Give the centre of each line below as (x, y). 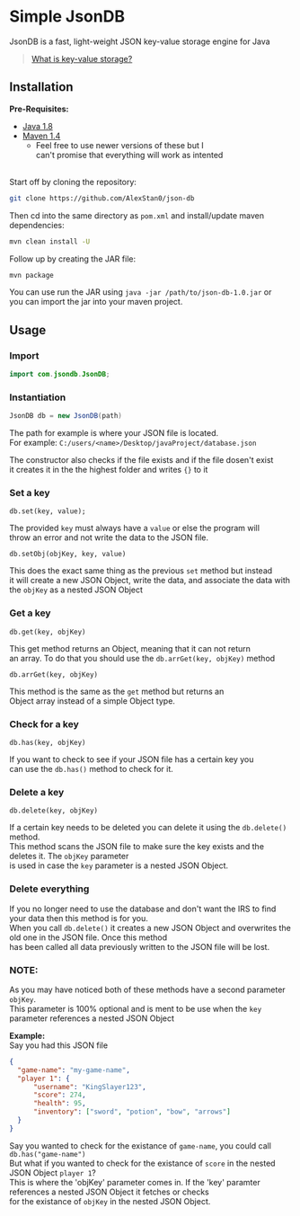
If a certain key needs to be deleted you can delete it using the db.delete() (148, 828)
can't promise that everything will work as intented (129, 155)
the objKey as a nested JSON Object (76, 590)
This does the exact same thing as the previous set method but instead (141, 571)
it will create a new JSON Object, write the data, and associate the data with (150, 581)
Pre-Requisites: (39, 109)
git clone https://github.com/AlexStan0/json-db (102, 198)
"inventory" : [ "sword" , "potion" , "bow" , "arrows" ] (132, 1112)
